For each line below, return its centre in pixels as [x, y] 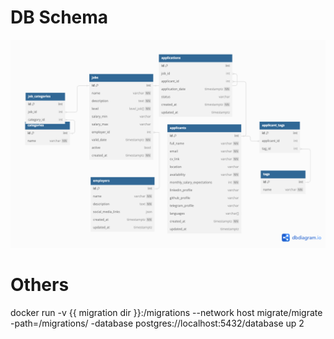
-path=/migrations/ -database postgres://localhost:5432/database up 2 [157, 323]
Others [40, 284]
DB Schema [59, 17]
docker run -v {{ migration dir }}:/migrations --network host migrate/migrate [166, 312]
